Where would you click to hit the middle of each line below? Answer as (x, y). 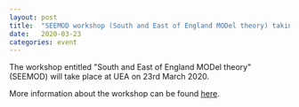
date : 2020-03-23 (45, 34)
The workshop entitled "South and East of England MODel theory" (130, 67)
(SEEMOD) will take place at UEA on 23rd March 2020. (109, 77)
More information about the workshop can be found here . (114, 94)
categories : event (43, 42)
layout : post (33, 17)
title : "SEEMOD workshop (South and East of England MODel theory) (139, 26)
